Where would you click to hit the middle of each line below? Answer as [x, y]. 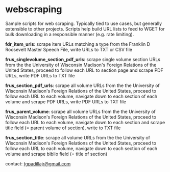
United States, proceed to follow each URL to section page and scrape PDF [84, 70]
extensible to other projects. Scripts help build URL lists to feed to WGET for [85, 28]
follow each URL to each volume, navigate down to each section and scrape [85, 122]
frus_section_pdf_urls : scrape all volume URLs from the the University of [82, 85]
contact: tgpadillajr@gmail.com [38, 163]
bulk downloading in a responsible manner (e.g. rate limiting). [70, 34]
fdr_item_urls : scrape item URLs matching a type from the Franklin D [78, 44]
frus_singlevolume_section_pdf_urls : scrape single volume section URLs [83, 59]
